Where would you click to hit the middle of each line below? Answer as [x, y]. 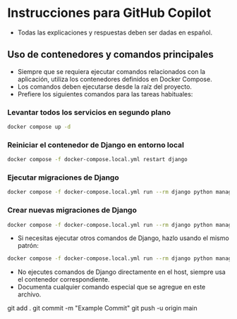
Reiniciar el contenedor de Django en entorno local [96, 144]
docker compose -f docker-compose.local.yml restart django [98, 160]
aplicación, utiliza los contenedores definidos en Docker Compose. [115, 79]
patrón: [28, 246]
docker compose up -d [39, 127]
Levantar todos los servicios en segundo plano [89, 112]
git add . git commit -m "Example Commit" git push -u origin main [102, 308]
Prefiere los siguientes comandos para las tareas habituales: [105, 94]
